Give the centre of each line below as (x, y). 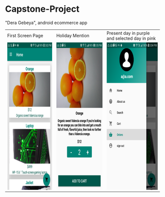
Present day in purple (128, 33)
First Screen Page (25, 36)
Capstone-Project (42, 9)
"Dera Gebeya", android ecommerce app (46, 23)
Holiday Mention (73, 36)
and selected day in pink (131, 38)
